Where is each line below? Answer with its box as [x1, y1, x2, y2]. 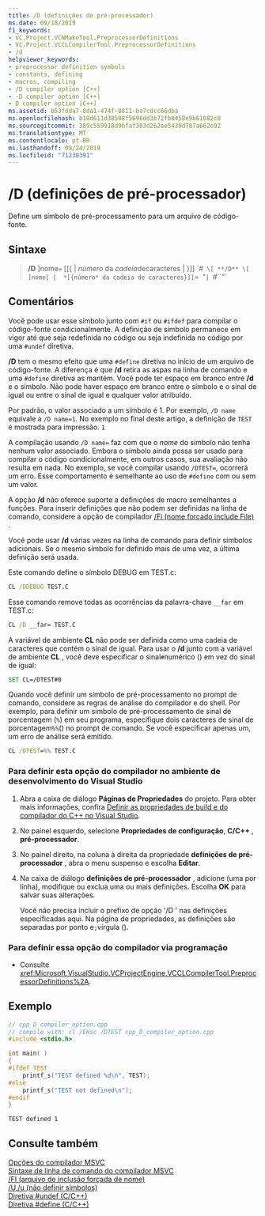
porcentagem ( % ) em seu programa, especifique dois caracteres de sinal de [8, 715, 254, 724]
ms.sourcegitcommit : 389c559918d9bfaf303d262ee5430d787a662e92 [8, 122, 221, 130]
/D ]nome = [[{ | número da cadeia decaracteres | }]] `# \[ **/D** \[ [27, 264, 250, 273]
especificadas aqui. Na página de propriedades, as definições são [19, 914, 236, 923]
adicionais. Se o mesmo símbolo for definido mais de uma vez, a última [8, 543, 240, 553]
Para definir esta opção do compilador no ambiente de [8, 766, 221, 777]
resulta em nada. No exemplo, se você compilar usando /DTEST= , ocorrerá [8, 463, 248, 472]
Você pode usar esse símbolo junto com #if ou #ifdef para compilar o [8, 315, 238, 325]
